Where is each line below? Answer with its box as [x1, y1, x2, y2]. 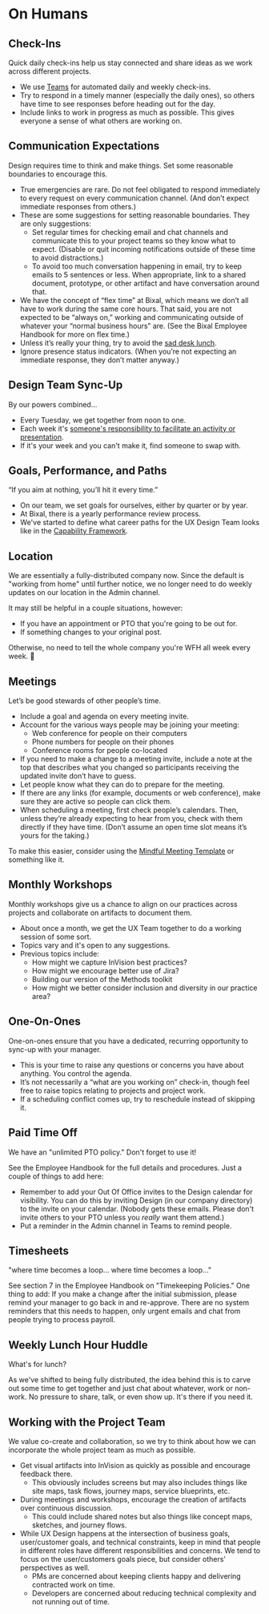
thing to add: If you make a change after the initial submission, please [8, 1289, 238, 1299]
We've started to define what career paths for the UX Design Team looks [19, 518, 260, 528]
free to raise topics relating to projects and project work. [19, 1086, 207, 1095]
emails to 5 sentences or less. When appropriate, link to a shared [31, 269, 247, 279]
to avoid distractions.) [31, 253, 104, 262]
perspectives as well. [19, 1563, 90, 1572]
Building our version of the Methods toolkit [31, 974, 173, 984]
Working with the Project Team [8, 1415, 166, 1429]
